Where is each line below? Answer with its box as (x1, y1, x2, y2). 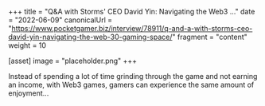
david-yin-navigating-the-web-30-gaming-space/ (8, 32, 173, 41)
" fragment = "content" (172, 32, 248, 41)
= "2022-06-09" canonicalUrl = (8, 15, 113, 25)
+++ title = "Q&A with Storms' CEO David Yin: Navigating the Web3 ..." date (8, 7, 255, 16)
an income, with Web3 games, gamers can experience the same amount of (8, 80, 255, 89)
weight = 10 (8, 41, 46, 50)
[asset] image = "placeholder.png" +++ (8, 56, 138, 65)
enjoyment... (8, 88, 49, 98)
